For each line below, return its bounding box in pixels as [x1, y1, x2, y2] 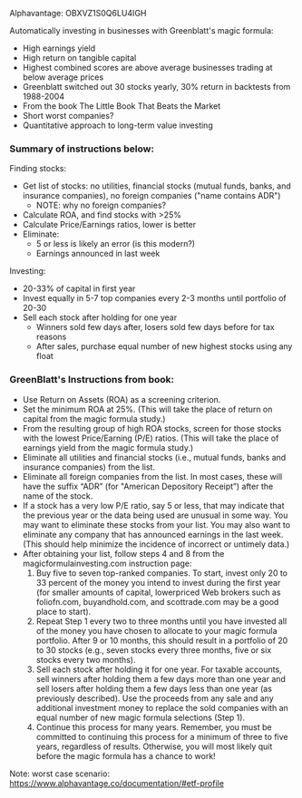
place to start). [35, 606, 92, 617]
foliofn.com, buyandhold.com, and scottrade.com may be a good [35, 596, 279, 607]
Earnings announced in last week [35, 248, 161, 259]
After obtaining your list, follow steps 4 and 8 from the [22, 548, 225, 559]
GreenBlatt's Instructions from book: [9, 374, 175, 386]
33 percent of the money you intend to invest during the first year [35, 577, 281, 588]
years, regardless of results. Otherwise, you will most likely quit [35, 741, 273, 752]
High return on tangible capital [22, 53, 137, 63]
